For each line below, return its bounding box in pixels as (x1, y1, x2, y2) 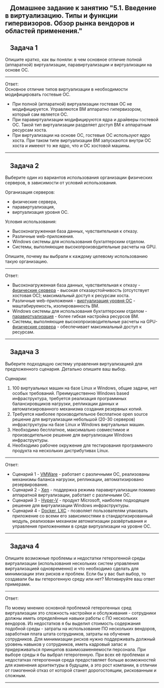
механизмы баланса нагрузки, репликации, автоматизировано (12, 476, 144, 482)
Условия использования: (5, 219, 57, 225)
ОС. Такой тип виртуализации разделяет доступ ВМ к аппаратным (12, 122, 151, 128)
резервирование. (12, 482, 49, 487)
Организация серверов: (5, 189, 55, 195)
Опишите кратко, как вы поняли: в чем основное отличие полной (5, 56, 142, 63)
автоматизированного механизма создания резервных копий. (12, 406, 143, 411)
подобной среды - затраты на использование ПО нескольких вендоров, (5, 625, 156, 632)
